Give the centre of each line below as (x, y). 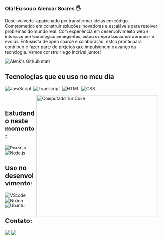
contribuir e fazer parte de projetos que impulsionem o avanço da (71, 47)
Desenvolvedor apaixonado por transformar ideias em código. (67, 21)
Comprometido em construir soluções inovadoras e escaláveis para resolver (81, 26)
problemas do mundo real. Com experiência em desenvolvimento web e (77, 31)
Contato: (19, 221)
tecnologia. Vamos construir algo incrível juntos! (53, 52)
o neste (16, 121)
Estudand (20, 113)
